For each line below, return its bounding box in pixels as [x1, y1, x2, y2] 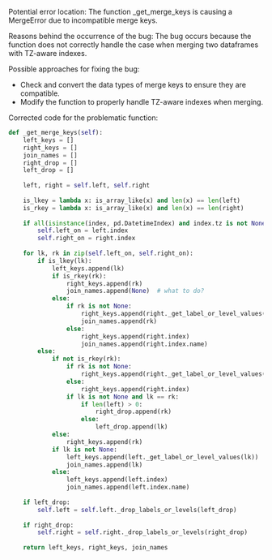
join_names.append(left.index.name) [66, 483, 190, 492]
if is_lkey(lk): [37, 256, 92, 265]
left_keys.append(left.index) [66, 476, 168, 484]
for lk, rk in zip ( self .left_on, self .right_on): [23, 249, 194, 257]
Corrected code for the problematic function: [8, 113, 159, 123]
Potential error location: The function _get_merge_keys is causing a [8, 7, 233, 16]
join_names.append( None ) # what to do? [66, 287, 205, 295]
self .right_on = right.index [37, 235, 136, 243]
